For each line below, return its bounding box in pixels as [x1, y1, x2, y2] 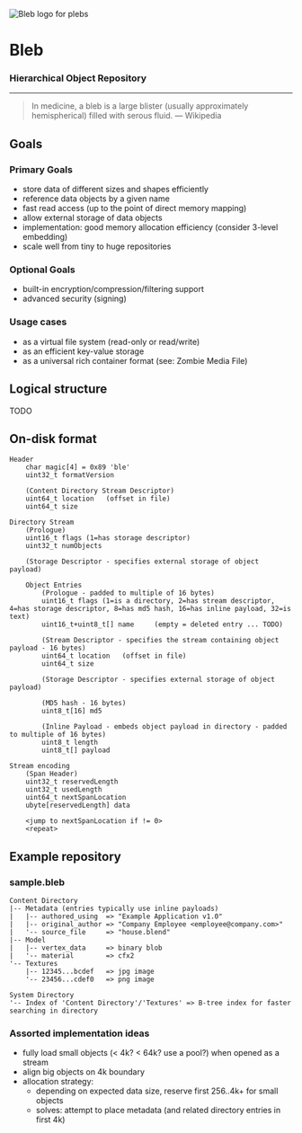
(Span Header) [25, 769, 78, 779]
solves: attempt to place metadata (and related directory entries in [35, 1105, 281, 1116]
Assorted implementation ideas [9, 1027, 150, 1040]
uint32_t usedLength [25, 785, 102, 794]
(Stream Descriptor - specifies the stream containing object [41, 636, 280, 645]
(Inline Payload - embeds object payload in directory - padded [41, 722, 288, 731]
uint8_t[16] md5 [41, 706, 102, 716]
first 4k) [35, 1114, 66, 1125]
